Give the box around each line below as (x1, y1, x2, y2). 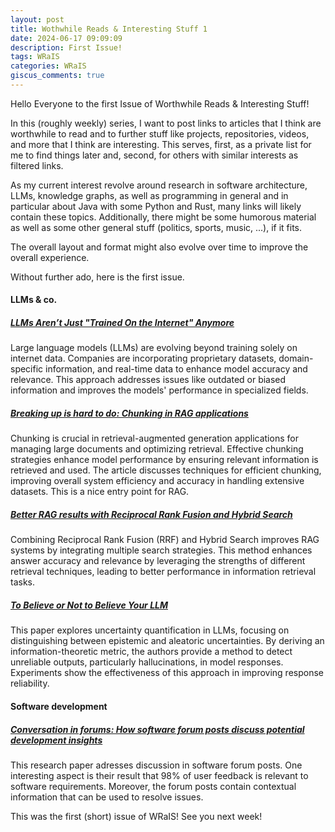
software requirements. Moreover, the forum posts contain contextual (10, 780, 297, 792)
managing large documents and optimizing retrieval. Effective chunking (10, 443, 304, 455)
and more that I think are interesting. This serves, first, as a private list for (10, 138, 312, 150)
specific (10, 363, 44, 375)
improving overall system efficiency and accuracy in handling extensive (10, 475, 305, 487)
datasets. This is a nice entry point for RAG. (10, 486, 190, 498)
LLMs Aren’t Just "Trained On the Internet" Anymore (10, 317, 235, 329)
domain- (278, 352, 314, 365)
